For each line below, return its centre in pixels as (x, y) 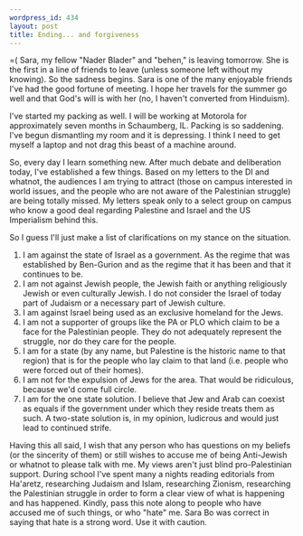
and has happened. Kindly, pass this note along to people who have (136, 503)
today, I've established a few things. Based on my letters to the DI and (139, 172)
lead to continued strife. (67, 428)
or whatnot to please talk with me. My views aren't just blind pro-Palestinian (151, 465)
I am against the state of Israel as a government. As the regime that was (156, 255)
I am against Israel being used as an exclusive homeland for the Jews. (153, 313)
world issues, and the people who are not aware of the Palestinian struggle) (150, 192)
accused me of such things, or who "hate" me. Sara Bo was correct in (139, 512)
